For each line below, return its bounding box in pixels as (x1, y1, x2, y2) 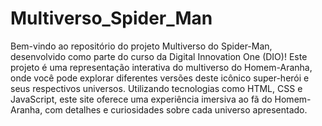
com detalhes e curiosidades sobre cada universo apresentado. (44, 103, 308, 116)
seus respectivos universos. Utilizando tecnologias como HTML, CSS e (10, 82, 303, 94)
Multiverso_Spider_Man (10, 7, 213, 30)
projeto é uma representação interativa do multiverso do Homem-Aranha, (10, 61, 313, 73)
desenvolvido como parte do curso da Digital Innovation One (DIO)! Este (10, 50, 308, 62)
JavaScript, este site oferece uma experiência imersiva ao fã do (10, 93, 273, 105)
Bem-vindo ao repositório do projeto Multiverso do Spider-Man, (10, 40, 273, 52)
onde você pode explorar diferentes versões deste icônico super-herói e (10, 72, 310, 84)
